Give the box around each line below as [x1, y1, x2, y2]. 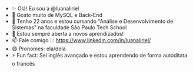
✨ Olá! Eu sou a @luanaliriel [11, 5, 79, 12]
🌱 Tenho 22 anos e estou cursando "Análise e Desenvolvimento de [11, 18, 174, 25]
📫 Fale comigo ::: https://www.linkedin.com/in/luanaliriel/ [11, 37, 151, 43]
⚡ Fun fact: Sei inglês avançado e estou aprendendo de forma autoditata [11, 52, 188, 59]
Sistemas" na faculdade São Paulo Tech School [11, 24, 127, 31]
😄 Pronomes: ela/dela [11, 45, 66, 52]
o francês [11, 60, 35, 67]
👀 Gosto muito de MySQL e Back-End [11, 12, 103, 18]
